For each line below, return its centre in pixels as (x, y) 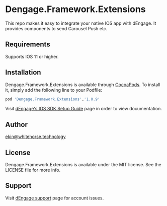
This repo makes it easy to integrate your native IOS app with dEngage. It (81, 23)
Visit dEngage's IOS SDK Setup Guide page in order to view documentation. (83, 109)
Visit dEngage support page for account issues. (55, 198)
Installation (23, 72)
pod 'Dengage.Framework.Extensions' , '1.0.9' (53, 99)
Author (16, 124)
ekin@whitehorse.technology (36, 136)
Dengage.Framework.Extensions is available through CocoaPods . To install (83, 85)
